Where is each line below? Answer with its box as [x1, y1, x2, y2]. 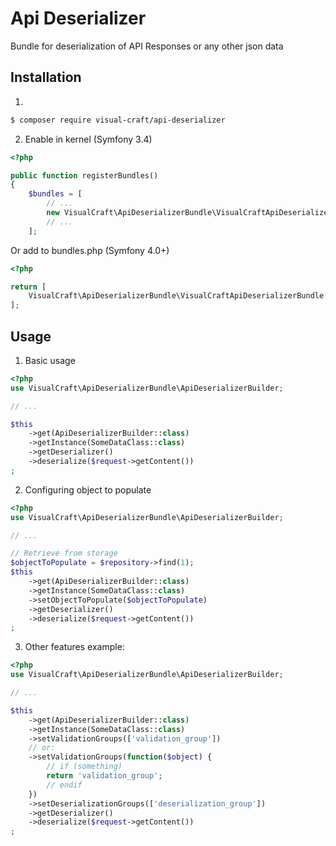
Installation [10, 69, 82, 86]
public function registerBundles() [10, 170, 159, 181]
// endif [46, 780, 83, 790]
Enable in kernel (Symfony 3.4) [24, 133, 153, 145]
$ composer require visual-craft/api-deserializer [10, 115, 226, 125]
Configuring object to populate [24, 483, 152, 496]
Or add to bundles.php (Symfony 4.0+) [10, 244, 170, 256]
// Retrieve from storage [10, 548, 118, 559]
